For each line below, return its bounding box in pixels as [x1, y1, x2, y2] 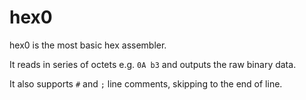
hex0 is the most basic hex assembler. [9, 39, 167, 51]
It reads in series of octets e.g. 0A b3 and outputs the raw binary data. [9, 58, 297, 70]
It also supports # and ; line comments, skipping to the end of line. [9, 77, 283, 90]
